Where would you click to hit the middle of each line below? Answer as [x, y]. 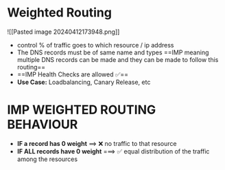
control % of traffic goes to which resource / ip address [95, 45]
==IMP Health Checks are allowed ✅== [73, 74]
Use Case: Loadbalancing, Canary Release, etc [84, 82]
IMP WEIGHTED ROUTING [82, 110]
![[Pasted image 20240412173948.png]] [63, 32]
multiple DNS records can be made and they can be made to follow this [118, 59]
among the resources [47, 159]
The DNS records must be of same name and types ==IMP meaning [113, 52]
